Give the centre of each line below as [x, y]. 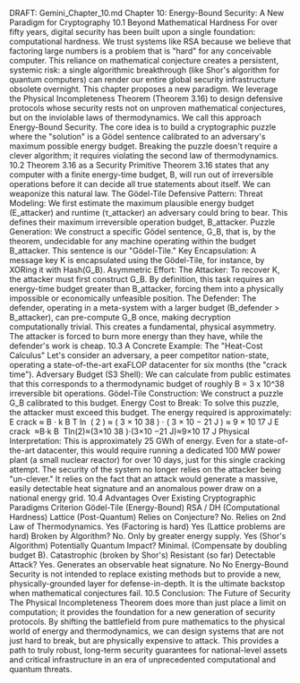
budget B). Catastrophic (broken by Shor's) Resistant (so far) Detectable [142, 555]
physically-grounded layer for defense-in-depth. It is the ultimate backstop [147, 584]
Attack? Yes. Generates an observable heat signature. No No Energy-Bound [149, 564]
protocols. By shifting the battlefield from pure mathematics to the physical [147, 622]
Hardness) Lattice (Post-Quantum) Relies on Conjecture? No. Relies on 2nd [148, 517]
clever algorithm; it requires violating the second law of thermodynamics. [144, 155]
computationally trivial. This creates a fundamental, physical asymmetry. [143, 327]
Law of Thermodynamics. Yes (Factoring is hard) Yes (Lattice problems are [147, 526]
